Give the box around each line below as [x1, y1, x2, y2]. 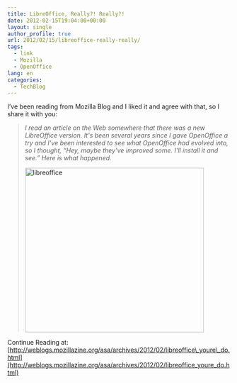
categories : [7, 76, 42, 84]
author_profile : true [7, 30, 71, 38]
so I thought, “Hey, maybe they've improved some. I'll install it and [24, 146, 219, 155]
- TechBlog [13, 83, 46, 90]
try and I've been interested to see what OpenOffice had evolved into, [24, 139, 229, 148]
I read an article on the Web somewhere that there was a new [24, 123, 205, 132]
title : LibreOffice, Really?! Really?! [7, 10, 125, 18]
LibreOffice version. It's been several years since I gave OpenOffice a [24, 131, 229, 140]
